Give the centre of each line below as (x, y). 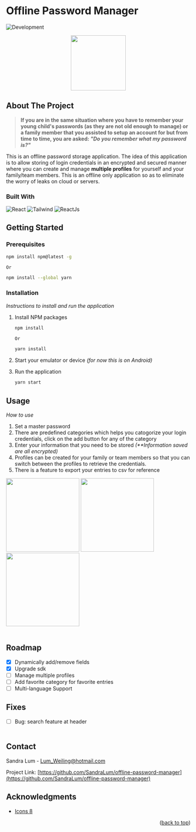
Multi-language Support (43, 689)
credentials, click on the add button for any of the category (85, 438)
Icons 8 (24, 811)
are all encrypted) (36, 451)
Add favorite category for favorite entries (64, 682)
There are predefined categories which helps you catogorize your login (100, 432)
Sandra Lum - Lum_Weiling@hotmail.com (56, 761)
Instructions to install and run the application (60, 306)
